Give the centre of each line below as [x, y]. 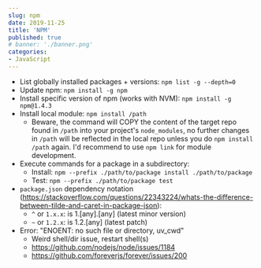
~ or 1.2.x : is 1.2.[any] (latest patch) [89, 222]
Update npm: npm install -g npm [73, 90]
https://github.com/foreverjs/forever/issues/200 [109, 255]
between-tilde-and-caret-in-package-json [88, 205]
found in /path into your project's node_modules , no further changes [140, 130]
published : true [35, 37]
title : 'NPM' [30, 30]
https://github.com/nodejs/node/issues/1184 [103, 247]
